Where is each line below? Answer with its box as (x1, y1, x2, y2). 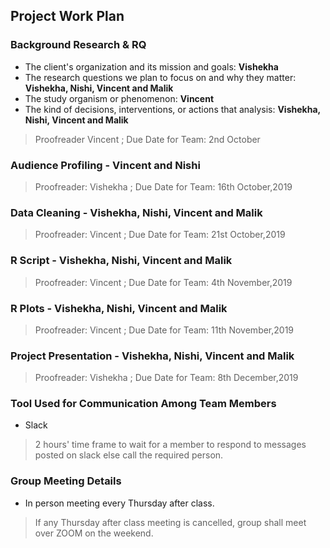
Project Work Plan (10, 8, 125, 25)
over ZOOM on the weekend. (34, 527, 154, 539)
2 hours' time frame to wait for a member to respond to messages (34, 439, 307, 451)
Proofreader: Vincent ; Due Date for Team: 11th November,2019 (34, 324, 295, 336)
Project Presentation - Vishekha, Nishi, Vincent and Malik (10, 349, 295, 363)
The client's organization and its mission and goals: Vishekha (24, 60, 279, 73)
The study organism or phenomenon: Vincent (24, 92, 215, 104)
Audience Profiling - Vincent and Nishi (10, 158, 201, 172)
